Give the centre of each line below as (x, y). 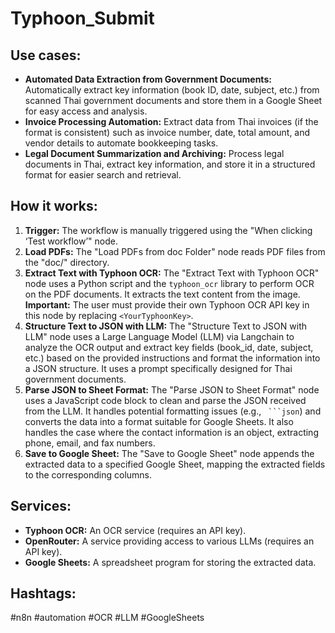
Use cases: (46, 55)
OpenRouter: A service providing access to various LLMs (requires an (169, 541)
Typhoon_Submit (82, 18)
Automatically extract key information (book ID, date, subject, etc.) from (172, 90)
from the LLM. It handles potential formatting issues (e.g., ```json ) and (173, 411)
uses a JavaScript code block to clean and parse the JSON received (165, 400)
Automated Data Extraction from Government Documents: (148, 79)
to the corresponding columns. (88, 474)
